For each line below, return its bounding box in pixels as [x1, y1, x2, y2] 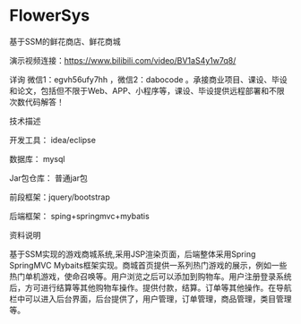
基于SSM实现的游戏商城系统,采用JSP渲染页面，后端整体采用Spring [9, 248, 256, 260]
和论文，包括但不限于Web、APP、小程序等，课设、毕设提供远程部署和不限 [9, 85, 285, 96]
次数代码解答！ [9, 96, 64, 107]
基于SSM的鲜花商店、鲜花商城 [9, 36, 121, 47]
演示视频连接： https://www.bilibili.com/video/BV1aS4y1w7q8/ [9, 55, 236, 65]
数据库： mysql [9, 153, 65, 164]
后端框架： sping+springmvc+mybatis [9, 210, 150, 221]
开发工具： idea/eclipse [9, 134, 97, 145]
